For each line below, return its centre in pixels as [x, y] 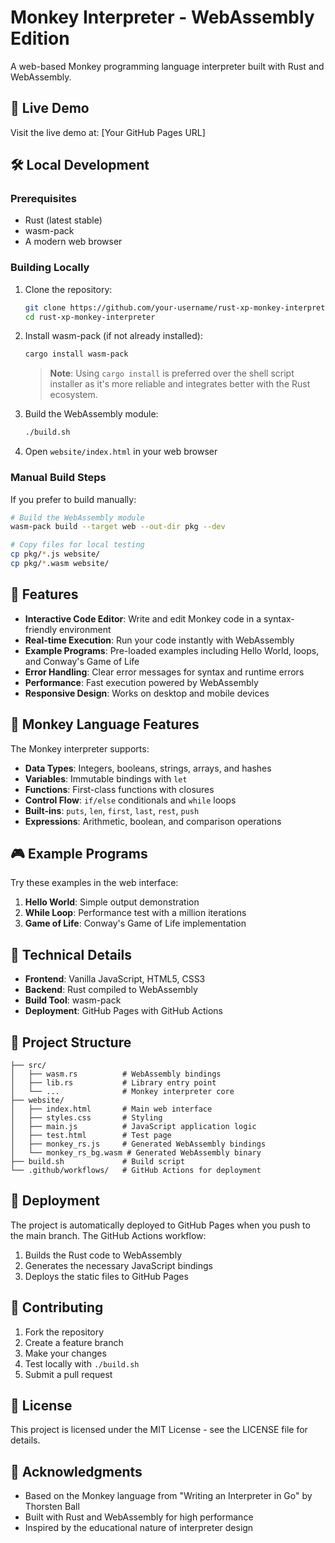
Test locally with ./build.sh [82, 1363]
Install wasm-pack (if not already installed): [113, 336]
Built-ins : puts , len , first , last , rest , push [112, 810]
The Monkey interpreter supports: [80, 748]
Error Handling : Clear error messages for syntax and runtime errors [164, 672]
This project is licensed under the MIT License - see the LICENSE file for [159, 1430]
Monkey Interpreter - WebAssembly [162, 17]
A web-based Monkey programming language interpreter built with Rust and [167, 66]
